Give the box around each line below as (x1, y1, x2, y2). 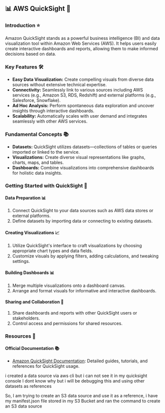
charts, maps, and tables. (12, 159, 64, 165)
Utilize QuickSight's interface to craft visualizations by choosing (12, 242, 142, 248)
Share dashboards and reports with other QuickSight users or (12, 310, 137, 316)
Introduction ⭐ (5, 22, 40, 29)
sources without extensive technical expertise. (12, 81, 107, 88)
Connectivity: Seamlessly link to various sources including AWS (12, 87, 143, 93)
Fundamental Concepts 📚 (5, 130, 69, 137)
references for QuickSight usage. (12, 363, 80, 369)
